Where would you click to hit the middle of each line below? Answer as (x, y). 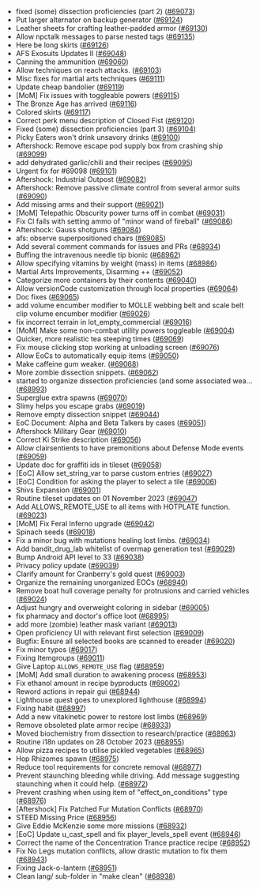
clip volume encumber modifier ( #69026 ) (83, 314)
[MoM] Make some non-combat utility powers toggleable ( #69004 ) (125, 330)
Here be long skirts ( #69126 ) (62, 45)
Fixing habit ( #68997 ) (51, 708)
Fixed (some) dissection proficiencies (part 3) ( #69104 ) (106, 129)
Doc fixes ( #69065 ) (47, 297)
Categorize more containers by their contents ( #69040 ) (106, 280)
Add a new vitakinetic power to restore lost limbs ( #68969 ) (111, 717)
